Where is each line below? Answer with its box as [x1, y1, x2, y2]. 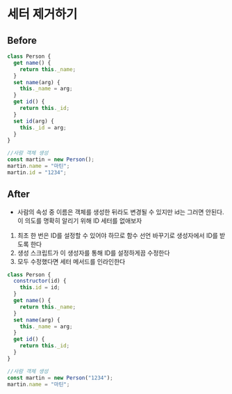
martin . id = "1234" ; [7, 168, 67, 176]
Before [7, 34, 37, 46]
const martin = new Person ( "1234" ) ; [7, 374, 113, 381]
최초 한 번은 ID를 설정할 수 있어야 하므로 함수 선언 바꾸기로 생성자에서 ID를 [17, 231, 219, 239]
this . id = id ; [19, 284, 60, 291]
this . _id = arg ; [19, 124, 67, 131]
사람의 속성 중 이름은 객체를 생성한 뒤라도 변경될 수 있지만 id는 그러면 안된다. [17, 207, 224, 216]
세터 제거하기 [7, 6, 78, 22]
